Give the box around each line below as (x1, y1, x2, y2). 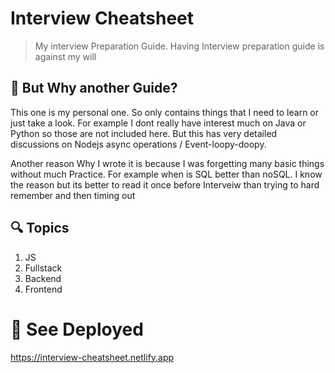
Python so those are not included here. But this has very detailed (10, 127, 278, 139)
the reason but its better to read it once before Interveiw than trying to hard (10, 178, 320, 191)
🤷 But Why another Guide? (10, 80, 178, 97)
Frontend (24, 283, 63, 295)
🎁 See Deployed (10, 318, 144, 341)
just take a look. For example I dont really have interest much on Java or (10, 117, 307, 129)
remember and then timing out (10, 189, 136, 201)
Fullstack (24, 262, 63, 274)
